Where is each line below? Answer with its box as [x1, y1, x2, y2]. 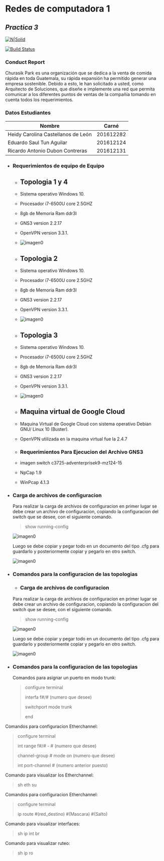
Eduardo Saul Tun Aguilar [8, 139, 68, 146]
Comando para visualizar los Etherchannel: [5, 772, 94, 778]
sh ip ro [17, 850, 34, 856]
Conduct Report [5, 58, 45, 65]
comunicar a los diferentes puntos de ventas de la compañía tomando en [5, 91, 156, 98]
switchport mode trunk [25, 704, 72, 710]
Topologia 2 [20, 254, 58, 263]
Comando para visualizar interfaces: [5, 820, 80, 827]
